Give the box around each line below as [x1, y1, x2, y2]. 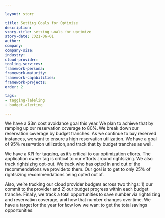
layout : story [5, 11, 34, 16]
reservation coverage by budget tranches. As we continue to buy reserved [5, 131, 157, 137]
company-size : [5, 48, 34, 53]
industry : [5, 52, 26, 57]
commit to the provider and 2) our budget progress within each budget [5, 187, 149, 192]
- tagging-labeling [5, 98, 45, 103]
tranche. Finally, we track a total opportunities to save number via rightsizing [5, 191, 160, 197]
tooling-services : [5, 62, 43, 66]
